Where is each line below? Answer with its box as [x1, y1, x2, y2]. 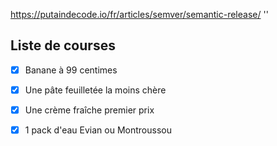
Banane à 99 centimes [24, 64, 118, 76]
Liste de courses [10, 37, 116, 54]
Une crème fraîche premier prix [24, 104, 155, 116]
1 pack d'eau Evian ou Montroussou [24, 124, 172, 136]
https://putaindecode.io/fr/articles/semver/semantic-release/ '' [10, 9, 269, 20]
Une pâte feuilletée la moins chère [24, 84, 167, 96]
